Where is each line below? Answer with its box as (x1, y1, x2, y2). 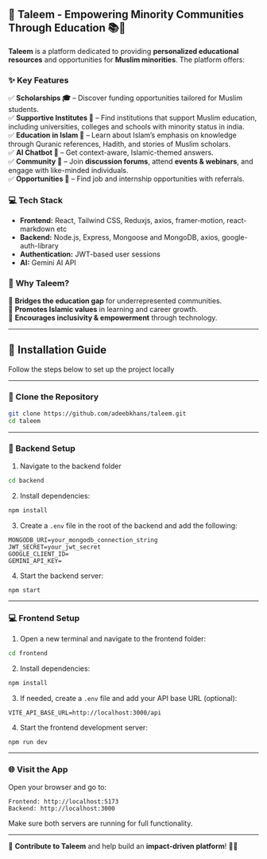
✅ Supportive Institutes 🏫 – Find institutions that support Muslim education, (8, 113, 257, 123)
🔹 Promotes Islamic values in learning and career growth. (8, 304, 199, 314)
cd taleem (8, 417, 41, 425)
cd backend (8, 476, 44, 484)
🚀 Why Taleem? (8, 278, 70, 289)
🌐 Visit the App (8, 764, 68, 775)
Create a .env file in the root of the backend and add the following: (19, 521, 238, 530)
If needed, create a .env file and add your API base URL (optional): (19, 693, 238, 703)
